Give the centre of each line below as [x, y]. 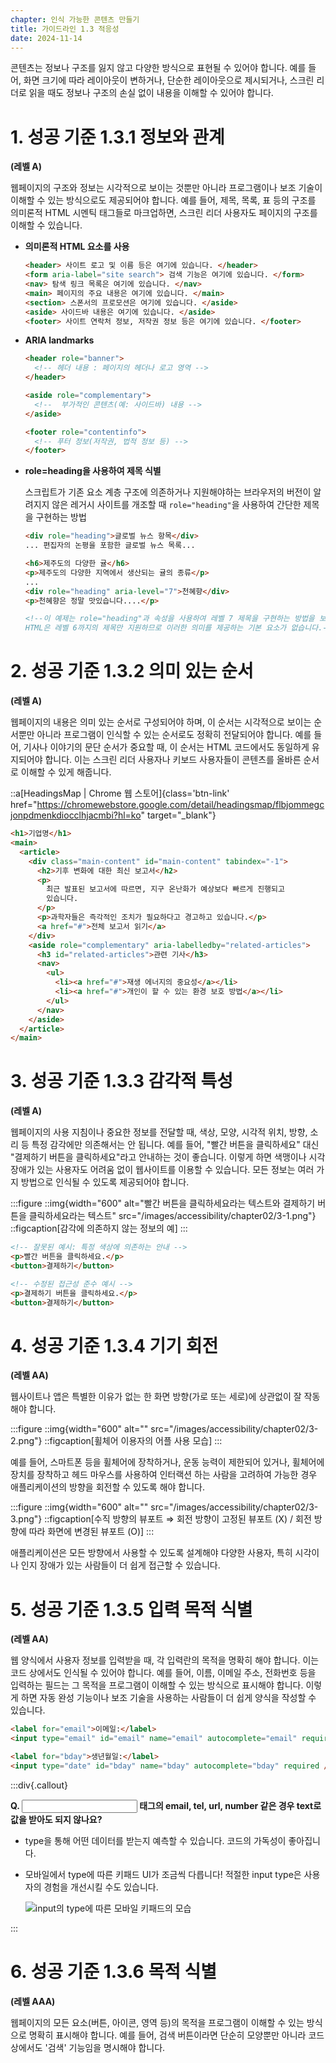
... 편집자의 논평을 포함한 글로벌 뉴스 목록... [110, 546]
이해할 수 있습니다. [46, 225]
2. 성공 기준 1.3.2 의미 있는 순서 [132, 671]
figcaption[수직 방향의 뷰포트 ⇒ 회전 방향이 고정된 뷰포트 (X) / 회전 [180, 1519]
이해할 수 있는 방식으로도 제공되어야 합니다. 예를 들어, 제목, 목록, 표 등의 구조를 [163, 200]
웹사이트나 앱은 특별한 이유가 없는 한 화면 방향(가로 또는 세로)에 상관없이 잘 [156, 1397]
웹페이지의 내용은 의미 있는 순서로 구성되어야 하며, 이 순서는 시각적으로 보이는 [161, 722]
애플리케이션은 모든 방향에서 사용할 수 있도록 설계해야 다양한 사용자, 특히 [151, 1553]
